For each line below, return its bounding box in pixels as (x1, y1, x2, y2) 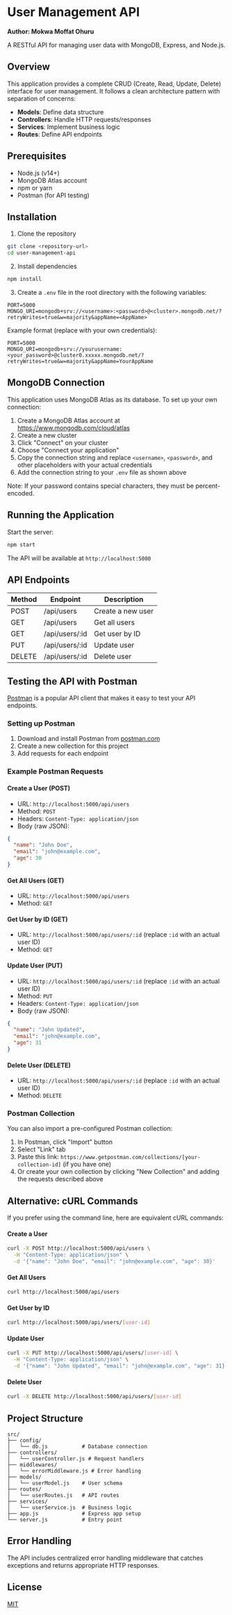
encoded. (7, 489, 35, 497)
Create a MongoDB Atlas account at (17, 416, 120, 424)
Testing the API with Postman (7, 675, 138, 687)
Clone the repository (17, 229, 76, 238)
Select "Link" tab (17, 1145, 66, 1154)
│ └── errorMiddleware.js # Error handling (7, 1467, 141, 1474)
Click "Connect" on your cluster (17, 438, 109, 447)
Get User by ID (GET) (7, 914, 68, 924)
